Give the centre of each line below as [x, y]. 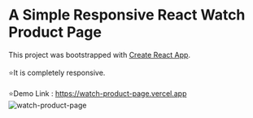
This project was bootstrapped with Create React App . [100, 55]
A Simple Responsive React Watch [127, 15]
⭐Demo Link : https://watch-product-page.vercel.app [98, 93]
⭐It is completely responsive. [57, 72]
